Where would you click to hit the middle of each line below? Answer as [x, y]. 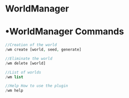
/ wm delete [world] [25, 63]
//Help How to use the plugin [37, 86]
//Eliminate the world [29, 58]
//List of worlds [23, 72]
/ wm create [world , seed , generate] [43, 49]
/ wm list [14, 77]
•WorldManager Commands [64, 32]
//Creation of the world [31, 45]
